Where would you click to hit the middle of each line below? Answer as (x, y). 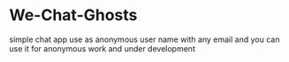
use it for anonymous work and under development (103, 48)
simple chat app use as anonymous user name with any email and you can (144, 39)
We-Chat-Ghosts (73, 15)
